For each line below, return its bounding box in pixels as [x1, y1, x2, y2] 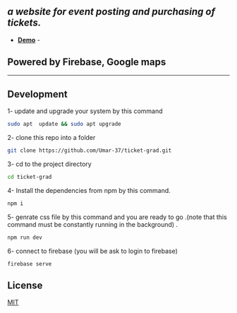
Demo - [17, 35, 40, 44]
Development [7, 88, 68, 100]
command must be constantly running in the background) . [7, 220, 178, 228]
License [7, 280, 43, 291]
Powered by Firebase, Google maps [7, 56, 166, 68]
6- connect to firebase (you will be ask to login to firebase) [7, 247, 178, 255]
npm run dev [7, 234, 42, 241]
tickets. [7, 17, 42, 29]
